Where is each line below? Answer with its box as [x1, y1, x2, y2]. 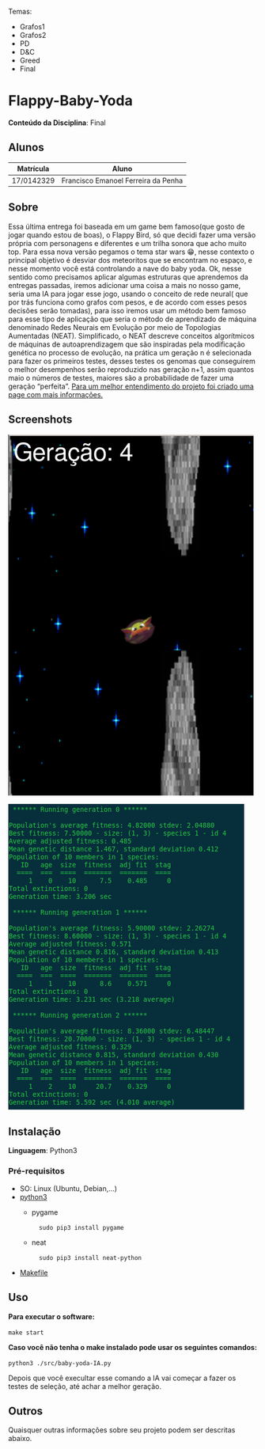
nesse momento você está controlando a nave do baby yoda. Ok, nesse [8, 264, 242, 273]
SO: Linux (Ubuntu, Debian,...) [19, 1183, 117, 1193]
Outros [8, 1404, 44, 1417]
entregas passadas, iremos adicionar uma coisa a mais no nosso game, [8, 280, 241, 290]
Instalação [8, 1125, 62, 1139]
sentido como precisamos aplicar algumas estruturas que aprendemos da [8, 272, 249, 282]
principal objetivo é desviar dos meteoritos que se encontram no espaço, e [8, 255, 253, 264]
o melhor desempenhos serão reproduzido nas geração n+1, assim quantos [8, 364, 255, 374]
